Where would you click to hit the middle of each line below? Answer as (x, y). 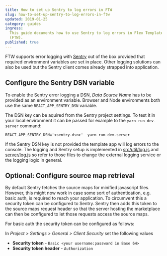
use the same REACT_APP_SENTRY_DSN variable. (51, 105)
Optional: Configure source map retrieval (70, 175)
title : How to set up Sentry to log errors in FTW (59, 10)
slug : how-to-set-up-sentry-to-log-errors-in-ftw (58, 14)
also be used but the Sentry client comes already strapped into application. (82, 67)
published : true (22, 42)
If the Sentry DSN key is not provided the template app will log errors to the (82, 144)
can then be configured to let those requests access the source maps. (77, 214)
